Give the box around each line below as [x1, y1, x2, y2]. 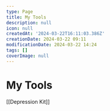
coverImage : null [6, 53, 49, 59]
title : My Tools [6, 14, 46, 20]
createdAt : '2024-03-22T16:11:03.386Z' [6, 31, 105, 37]
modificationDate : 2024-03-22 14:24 [6, 42, 97, 48]
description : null [6, 20, 52, 26]
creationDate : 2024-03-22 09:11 [6, 36, 86, 42]
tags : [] [6, 47, 28, 53]
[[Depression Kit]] [6, 98, 50, 105]
